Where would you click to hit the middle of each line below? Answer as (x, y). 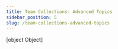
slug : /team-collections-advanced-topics (58, 23)
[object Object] (25, 40)
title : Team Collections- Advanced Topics (59, 12)
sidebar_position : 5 (32, 17)
